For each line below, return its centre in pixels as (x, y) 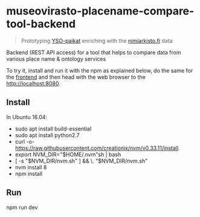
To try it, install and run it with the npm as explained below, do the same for (100, 70)
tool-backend (41, 24)
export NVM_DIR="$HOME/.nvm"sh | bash (68, 154)
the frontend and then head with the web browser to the (76, 77)
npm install (29, 173)
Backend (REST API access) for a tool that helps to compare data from (94, 52)
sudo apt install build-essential (53, 129)
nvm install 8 (31, 167)
